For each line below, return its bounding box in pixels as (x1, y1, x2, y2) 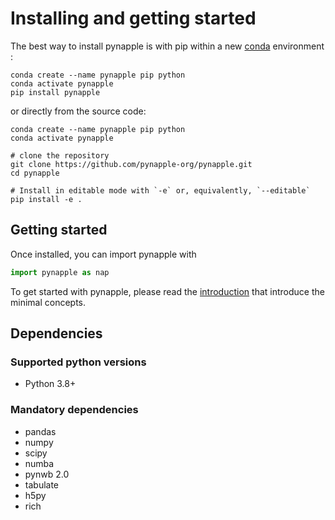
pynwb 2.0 (24, 468, 70, 480)
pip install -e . (10, 194, 83, 204)
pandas (24, 425, 57, 437)
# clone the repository (10, 150, 110, 161)
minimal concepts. (10, 296, 87, 308)
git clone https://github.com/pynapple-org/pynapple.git (10, 159, 253, 169)
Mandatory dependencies (10, 403, 139, 417)
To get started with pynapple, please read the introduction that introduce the (10, 285, 325, 297)
